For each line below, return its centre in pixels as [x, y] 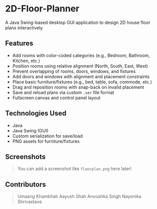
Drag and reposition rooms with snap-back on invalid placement [78, 87]
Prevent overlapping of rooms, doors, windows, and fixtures [74, 71]
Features [19, 44]
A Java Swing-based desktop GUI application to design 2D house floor [78, 22]
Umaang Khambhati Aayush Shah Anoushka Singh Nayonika [79, 197]
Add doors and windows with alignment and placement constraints [81, 76]
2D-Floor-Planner [42, 9]
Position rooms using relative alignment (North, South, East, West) [80, 66]
